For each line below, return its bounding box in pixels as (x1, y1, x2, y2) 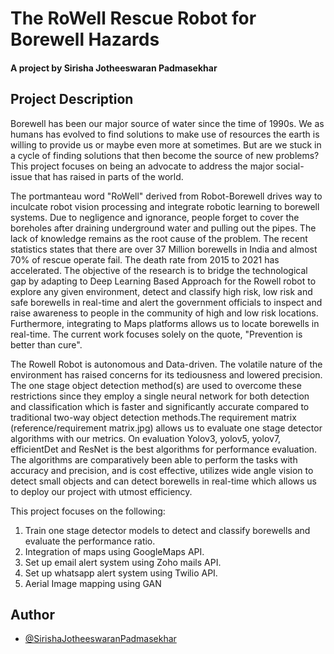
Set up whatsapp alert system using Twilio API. (24, 567, 218, 579)
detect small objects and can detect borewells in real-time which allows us (10, 475, 318, 487)
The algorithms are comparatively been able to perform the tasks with (10, 453, 298, 466)
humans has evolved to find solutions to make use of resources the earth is (10, 128, 320, 140)
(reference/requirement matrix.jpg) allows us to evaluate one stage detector (10, 422, 323, 434)
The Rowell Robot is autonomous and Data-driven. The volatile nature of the (10, 358, 323, 370)
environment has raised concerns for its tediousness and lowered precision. (10, 368, 323, 381)
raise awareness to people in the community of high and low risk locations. (10, 307, 319, 319)
